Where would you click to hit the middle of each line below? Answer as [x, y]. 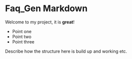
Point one [22, 31]
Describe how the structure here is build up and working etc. [66, 51]
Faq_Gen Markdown [46, 9]
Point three [23, 41]
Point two [22, 37]
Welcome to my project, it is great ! [40, 22]
